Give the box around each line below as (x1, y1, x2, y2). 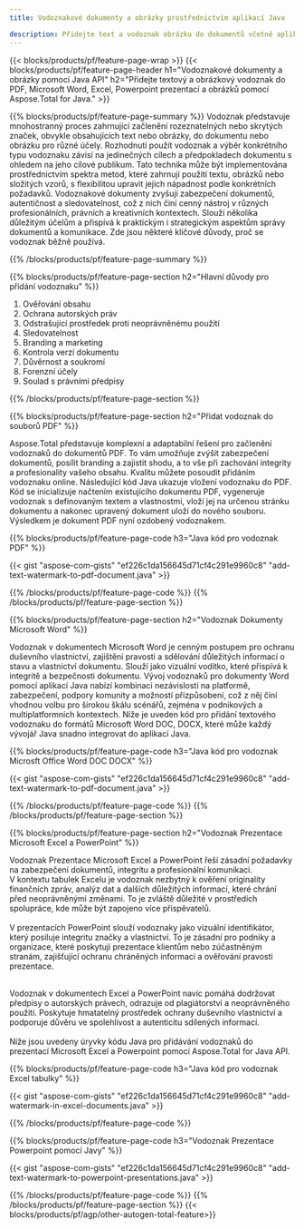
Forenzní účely (22, 366, 79, 376)
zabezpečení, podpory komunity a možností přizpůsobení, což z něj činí (9, 689, 278, 700)
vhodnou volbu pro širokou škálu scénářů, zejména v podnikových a (9, 699, 263, 710)
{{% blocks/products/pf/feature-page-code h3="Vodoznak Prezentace (9, 1135, 274, 1146)
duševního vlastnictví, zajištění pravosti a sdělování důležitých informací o (9, 650, 285, 662)
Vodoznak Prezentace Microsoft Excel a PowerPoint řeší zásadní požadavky (9, 854, 292, 865)
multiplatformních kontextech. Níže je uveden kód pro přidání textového (9, 708, 276, 719)
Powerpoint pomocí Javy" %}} (9, 1145, 123, 1156)
